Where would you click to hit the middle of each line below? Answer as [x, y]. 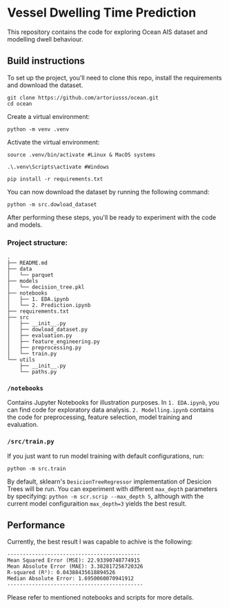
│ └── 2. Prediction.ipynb [49, 306]
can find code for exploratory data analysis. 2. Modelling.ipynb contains [111, 410]
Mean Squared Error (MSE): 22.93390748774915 [73, 561]
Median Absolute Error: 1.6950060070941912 [71, 579]
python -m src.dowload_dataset [52, 204]
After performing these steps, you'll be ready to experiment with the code [112, 217]
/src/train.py [31, 442]
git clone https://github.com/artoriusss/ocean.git [83, 98]
